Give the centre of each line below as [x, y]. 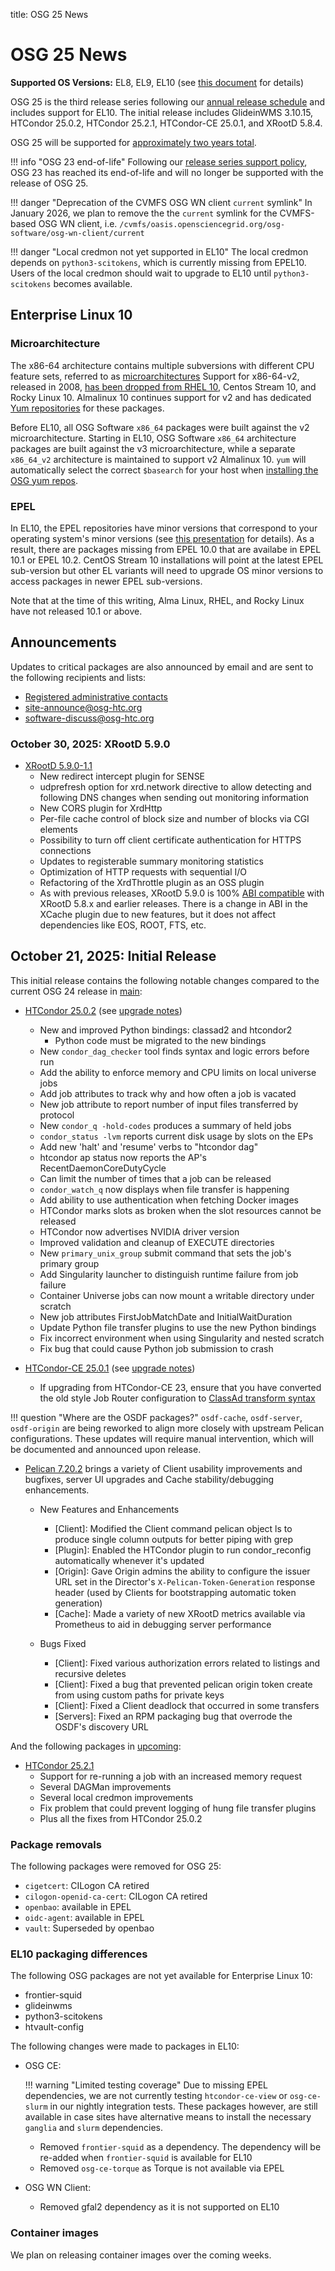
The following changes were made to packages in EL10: [125, 2046]
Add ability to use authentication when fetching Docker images [169, 1200]
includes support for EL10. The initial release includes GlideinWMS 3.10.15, [162, 112]
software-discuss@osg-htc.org [89, 718]
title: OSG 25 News [49, 14]
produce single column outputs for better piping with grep [174, 1539]
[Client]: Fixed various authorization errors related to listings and [187, 1663]
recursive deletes [90, 1673]
